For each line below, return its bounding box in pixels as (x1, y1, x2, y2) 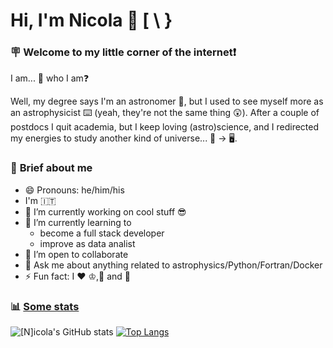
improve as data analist (39, 237, 136, 249)
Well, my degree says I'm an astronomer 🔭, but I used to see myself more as (10, 95, 324, 108)
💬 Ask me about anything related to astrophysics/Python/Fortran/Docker (24, 259, 323, 271)
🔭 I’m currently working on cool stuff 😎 (24, 205, 187, 218)
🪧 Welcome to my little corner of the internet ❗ (10, 45, 237, 59)
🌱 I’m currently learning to (24, 216, 132, 228)
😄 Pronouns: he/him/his (24, 184, 125, 196)
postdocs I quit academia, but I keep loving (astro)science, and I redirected (10, 121, 320, 133)
